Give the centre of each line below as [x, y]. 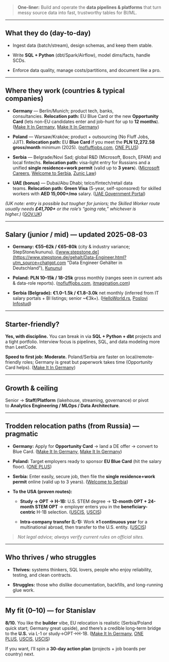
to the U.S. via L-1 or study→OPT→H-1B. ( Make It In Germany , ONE [74, 633]
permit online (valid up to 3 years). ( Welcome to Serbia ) [70, 482]
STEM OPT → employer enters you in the [77, 506]
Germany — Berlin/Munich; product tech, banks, [63, 111]
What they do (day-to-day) [48, 33]
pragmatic [22, 434]
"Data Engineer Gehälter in [95, 263]
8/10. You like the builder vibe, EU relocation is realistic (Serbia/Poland [79, 623]
